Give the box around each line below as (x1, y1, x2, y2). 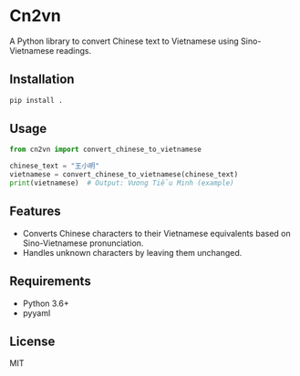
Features (9, 204, 61, 219)
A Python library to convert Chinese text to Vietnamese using (9, 36, 239, 46)
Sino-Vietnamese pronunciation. (22, 238, 144, 249)
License (9, 333, 56, 349)
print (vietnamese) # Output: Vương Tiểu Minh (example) (9, 178, 234, 188)
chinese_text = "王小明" (9, 161, 100, 171)
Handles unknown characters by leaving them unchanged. (22, 247, 243, 258)
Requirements (9, 274, 91, 290)
